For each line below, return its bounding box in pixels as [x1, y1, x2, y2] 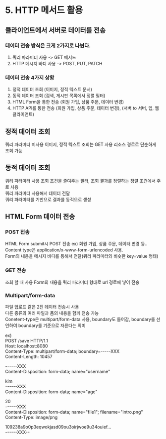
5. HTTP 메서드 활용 [5, 4, 83, 16]
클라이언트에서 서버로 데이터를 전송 [5, 26, 106, 34]
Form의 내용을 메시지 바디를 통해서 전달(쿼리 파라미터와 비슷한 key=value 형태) [5, 253, 159, 259]
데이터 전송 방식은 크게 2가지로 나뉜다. [5, 42, 91, 49]
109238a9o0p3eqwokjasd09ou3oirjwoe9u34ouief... [5, 424, 111, 430]
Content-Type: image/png [5, 414, 58, 421]
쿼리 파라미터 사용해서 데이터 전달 [5, 190, 70, 196]
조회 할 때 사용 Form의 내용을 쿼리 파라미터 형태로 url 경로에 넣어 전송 [5, 279, 140, 285]
